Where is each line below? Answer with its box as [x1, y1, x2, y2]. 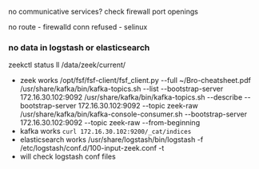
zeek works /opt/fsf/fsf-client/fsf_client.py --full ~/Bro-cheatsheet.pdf [19, 76, 252, 85]
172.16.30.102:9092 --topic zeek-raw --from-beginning [19, 118, 201, 128]
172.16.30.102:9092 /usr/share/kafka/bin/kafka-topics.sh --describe [19, 92, 243, 102]
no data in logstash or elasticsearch [8, 41, 150, 53]
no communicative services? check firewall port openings [8, 7, 198, 16]
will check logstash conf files [19, 151, 116, 162]
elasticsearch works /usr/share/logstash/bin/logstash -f [19, 135, 204, 144]
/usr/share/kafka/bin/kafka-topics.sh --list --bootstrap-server [19, 84, 224, 94]
